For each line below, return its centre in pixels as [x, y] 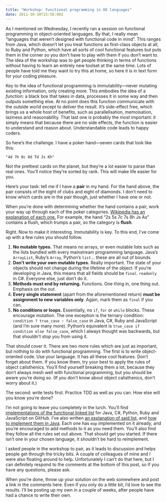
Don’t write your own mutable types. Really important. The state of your [87, 262]
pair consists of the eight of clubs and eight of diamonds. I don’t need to [79, 191]
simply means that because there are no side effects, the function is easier [82, 123]
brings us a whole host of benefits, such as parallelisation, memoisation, [79, 112]
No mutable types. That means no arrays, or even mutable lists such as [86, 247]
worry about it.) [21, 383]
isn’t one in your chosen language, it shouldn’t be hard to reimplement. [78, 439]
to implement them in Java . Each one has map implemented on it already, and [83, 423]
